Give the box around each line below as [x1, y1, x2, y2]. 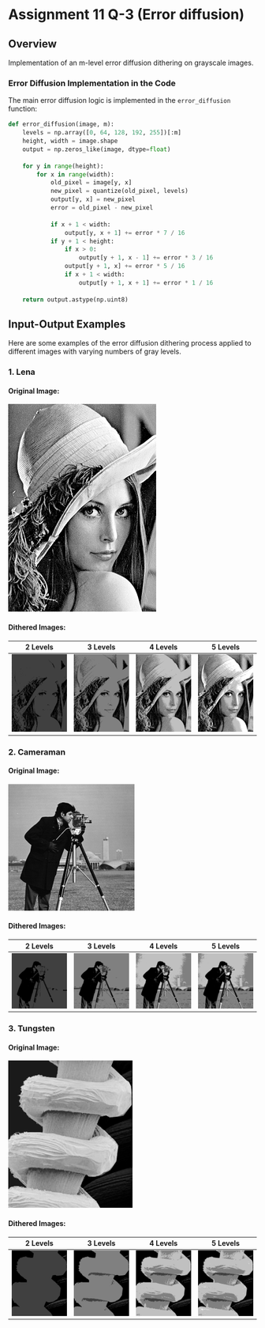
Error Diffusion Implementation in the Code [8, 78, 176, 89]
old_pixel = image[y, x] [50, 179, 132, 187]
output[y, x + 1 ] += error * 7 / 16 [64, 229, 185, 236]
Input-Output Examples [8, 317, 126, 331]
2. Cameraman [8, 746, 65, 757]
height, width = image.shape [22, 137, 118, 146]
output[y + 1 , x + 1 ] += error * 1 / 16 [78, 278, 214, 286]
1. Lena [8, 366, 35, 377]
